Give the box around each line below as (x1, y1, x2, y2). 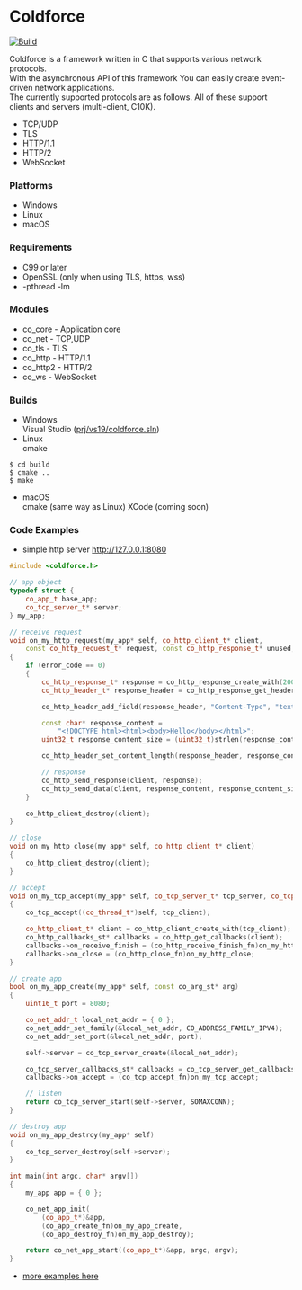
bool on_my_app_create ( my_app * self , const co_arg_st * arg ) (9, 983, 240, 992)
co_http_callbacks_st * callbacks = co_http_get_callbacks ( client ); (25, 933, 283, 942)
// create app (9, 974, 63, 983)
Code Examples (9, 524, 79, 537)
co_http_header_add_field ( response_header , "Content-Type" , (41, 702, 271, 711)
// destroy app (9, 1122, 67, 1131)
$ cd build (9, 460, 50, 469)
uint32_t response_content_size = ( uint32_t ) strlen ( (41, 735, 244, 744)
